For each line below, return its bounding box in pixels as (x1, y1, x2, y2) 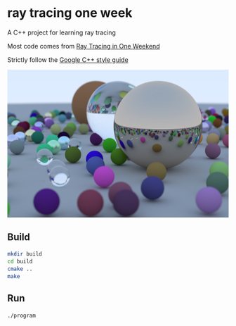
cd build (7, 258, 33, 265)
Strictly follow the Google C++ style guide (7, 55, 129, 64)
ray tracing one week (7, 5, 133, 21)
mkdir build (7, 251, 42, 258)
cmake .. (7, 265, 33, 272)
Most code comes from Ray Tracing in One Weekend (7, 42, 160, 50)
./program (7, 312, 37, 319)
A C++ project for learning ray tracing (7, 28, 116, 37)
